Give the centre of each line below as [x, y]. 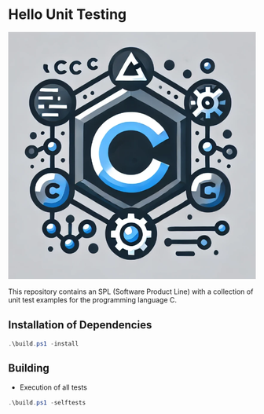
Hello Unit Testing [68, 15]
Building [29, 368]
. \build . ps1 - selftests [47, 402]
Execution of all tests [53, 387]
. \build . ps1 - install [44, 344]
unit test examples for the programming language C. [92, 300]
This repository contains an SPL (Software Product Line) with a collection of [131, 291]
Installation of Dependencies [80, 325]
